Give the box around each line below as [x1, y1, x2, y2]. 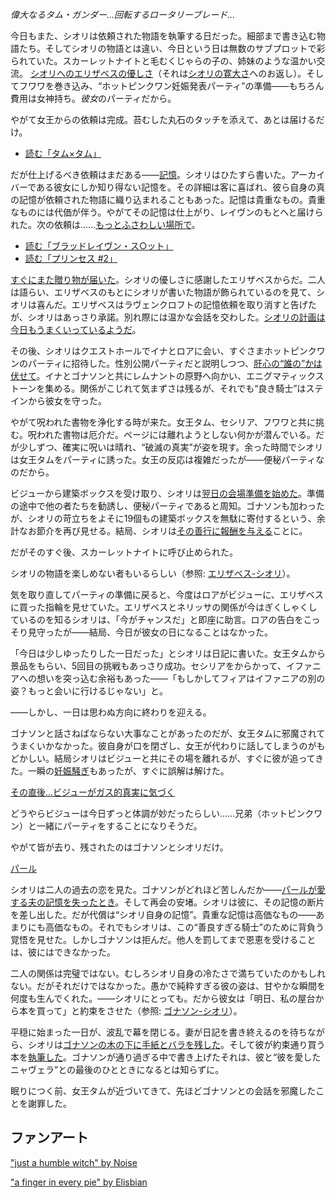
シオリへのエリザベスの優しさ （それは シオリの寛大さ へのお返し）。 [29, 68, 307, 79]
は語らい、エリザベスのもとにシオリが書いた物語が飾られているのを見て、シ [10, 286, 325, 298]
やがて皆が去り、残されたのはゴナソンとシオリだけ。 [10, 841, 229, 853]
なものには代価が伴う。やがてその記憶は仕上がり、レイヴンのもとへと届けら [10, 206, 324, 218]
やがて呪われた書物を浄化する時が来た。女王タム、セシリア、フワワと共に [10, 416, 316, 428]
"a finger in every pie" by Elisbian [10, 1176, 148, 1188]
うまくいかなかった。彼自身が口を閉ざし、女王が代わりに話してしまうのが [10, 740, 317, 752]
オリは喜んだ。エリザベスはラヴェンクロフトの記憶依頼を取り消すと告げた [10, 299, 317, 310]
